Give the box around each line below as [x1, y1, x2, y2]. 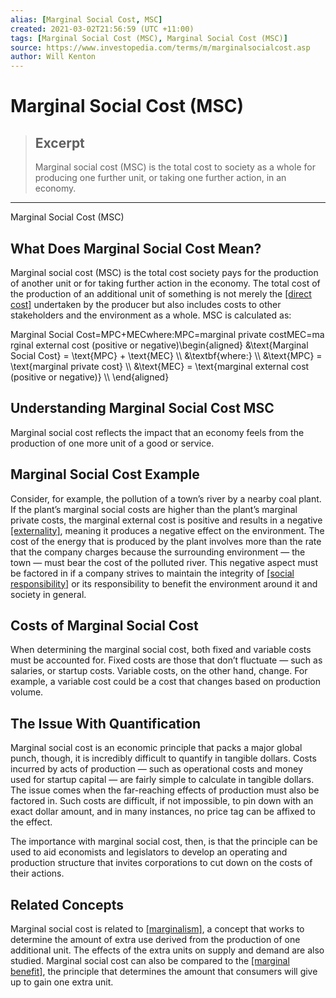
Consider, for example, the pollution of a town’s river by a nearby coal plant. [10, 492, 322, 505]
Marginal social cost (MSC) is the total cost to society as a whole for [34, 161, 316, 173]
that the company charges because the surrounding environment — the [10, 546, 306, 558]
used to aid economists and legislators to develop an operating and [10, 846, 288, 858]
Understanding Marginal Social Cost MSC [10, 400, 275, 417]
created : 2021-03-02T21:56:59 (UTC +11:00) [10, 24, 195, 34]
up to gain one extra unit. [10, 976, 114, 988]
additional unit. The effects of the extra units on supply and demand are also [10, 944, 325, 956]
